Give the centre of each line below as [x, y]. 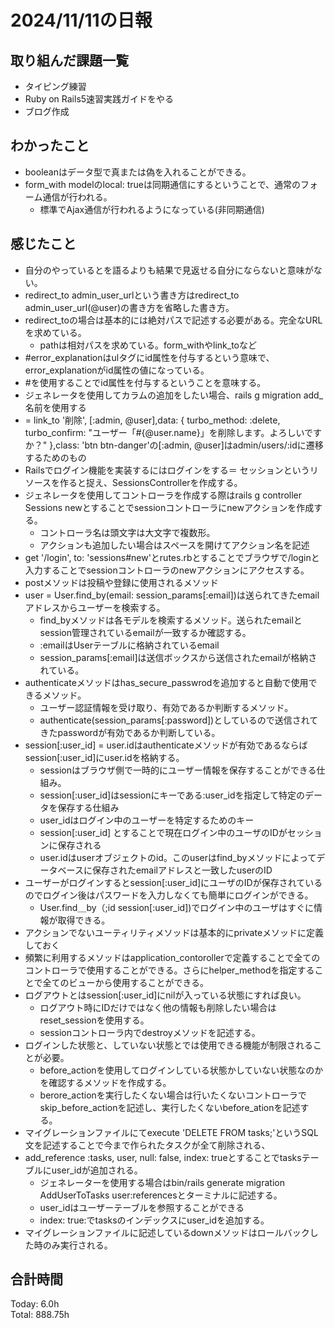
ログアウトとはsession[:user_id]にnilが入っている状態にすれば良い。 [165, 995]
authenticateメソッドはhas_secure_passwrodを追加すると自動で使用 [166, 682]
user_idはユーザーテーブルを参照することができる [142, 1207]
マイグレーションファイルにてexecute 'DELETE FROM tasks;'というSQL [171, 1132]
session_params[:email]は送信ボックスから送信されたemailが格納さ [178, 657]
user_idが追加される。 [97, 1170]
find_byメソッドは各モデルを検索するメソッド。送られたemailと [171, 620]
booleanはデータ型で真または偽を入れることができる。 [138, 172]
